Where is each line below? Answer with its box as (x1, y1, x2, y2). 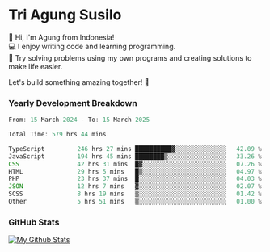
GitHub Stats (8, 216, 60, 228)
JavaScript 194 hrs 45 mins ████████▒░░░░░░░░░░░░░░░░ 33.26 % (8, 152, 263, 161)
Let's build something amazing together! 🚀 (8, 77, 150, 86)
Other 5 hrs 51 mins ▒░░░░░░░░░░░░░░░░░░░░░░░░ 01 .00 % (8, 198, 263, 206)
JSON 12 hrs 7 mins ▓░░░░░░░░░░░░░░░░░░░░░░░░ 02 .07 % (8, 183, 263, 191)
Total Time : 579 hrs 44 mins (8, 131, 107, 139)
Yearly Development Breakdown (8, 97, 137, 108)
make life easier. (8, 61, 63, 71)
